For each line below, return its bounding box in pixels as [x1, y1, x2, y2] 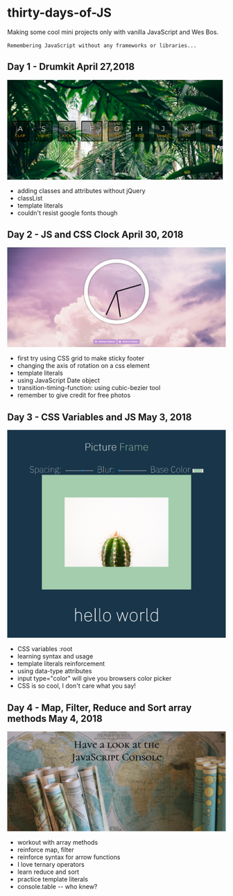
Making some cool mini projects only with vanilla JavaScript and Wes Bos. [7, 28, 219, 36]
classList [17, 194, 43, 202]
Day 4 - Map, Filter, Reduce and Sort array [7, 702, 192, 713]
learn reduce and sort [17, 868, 80, 876]
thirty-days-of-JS [7, 5, 112, 21]
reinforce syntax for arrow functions [17, 853, 121, 861]
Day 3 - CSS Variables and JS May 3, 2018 [7, 411, 192, 423]
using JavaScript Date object [17, 376, 101, 384]
